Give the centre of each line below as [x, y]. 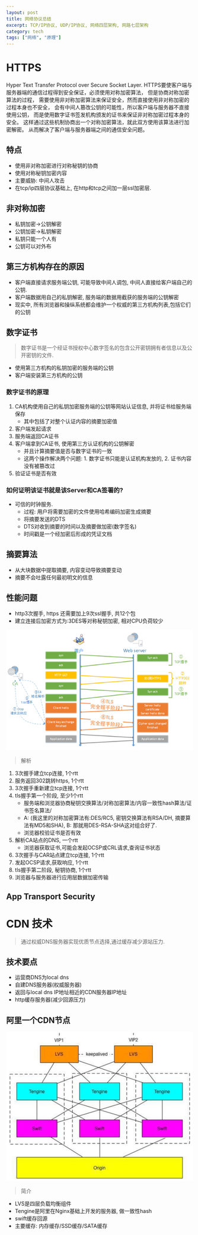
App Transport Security [51, 896]
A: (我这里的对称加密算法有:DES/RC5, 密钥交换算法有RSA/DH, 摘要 [104, 818]
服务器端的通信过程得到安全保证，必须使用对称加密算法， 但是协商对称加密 [98, 93]
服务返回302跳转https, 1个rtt [49, 781]
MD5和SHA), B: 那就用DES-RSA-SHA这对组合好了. [95, 825]
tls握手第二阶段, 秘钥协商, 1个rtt [53, 870]
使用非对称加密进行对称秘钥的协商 [56, 165]
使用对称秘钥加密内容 [41, 173]
